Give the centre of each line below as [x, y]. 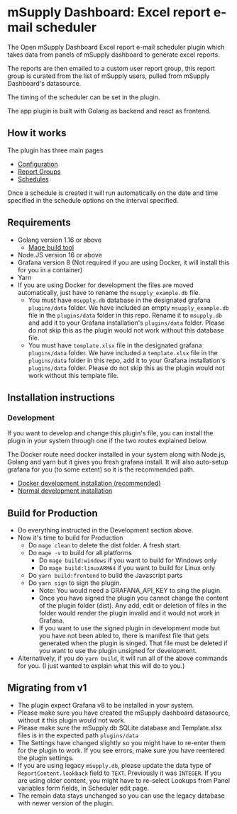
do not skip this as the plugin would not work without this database [126, 330]
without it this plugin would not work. [72, 720]
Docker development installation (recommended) [89, 484]
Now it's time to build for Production [70, 538]
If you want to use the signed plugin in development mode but [129, 628]
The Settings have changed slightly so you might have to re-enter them [121, 742]
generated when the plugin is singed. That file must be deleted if [133, 643]
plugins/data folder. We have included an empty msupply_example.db [128, 307]
